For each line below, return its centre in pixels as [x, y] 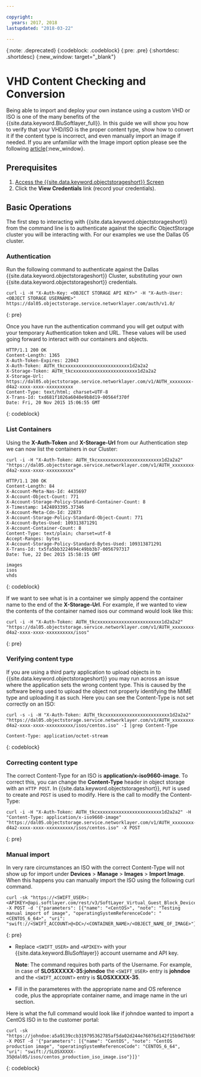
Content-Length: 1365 [33, 355]
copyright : [20, 17]
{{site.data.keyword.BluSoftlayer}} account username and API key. [97, 953]
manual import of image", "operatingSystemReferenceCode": [81, 913]
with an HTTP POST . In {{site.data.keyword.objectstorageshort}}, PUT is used [98, 788]
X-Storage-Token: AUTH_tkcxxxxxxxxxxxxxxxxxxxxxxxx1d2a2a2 [81, 371]
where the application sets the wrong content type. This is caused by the [96, 685]
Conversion [36, 94]
